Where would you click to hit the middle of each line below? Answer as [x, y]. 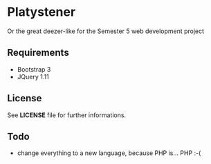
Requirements [38, 53]
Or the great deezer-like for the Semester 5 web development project [106, 31]
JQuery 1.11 [33, 76]
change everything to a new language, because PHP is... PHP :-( [109, 153]
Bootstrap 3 [34, 69]
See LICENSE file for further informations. [67, 115]
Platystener [42, 12]
